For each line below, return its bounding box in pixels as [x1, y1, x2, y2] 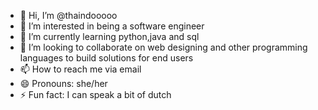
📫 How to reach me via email [19, 63, 142, 75]
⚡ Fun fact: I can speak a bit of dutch [19, 89, 172, 100]
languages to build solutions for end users [19, 52, 194, 64]
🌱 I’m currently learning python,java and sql [19, 31, 200, 42]
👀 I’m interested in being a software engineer [19, 20, 205, 32]
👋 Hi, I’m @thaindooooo [19, 10, 118, 21]
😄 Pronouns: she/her [19, 78, 108, 89]
